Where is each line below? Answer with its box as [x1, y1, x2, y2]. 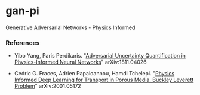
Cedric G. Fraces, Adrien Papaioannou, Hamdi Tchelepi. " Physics [14, 70, 175, 77]
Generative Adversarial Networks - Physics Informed [5, 24, 136, 31]
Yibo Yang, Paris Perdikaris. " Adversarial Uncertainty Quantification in [14, 52, 186, 59]
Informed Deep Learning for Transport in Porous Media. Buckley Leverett [14, 76, 194, 84]
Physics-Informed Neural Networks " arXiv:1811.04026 [14, 58, 147, 66]
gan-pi [5, 4, 39, 18]
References [5, 39, 40, 47]
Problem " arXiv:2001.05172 [14, 83, 81, 90]
